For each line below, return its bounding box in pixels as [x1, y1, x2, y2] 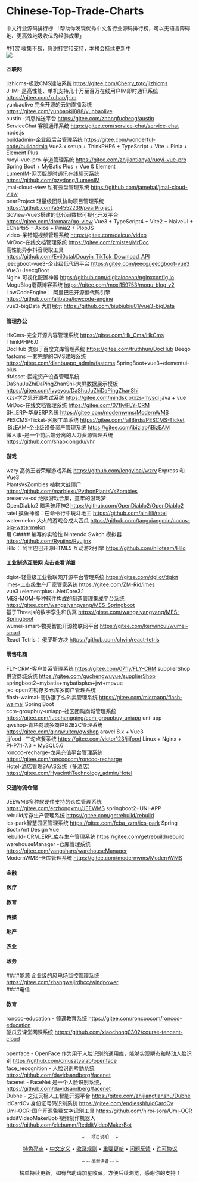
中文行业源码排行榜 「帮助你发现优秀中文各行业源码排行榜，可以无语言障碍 [6, 24, 191, 32]
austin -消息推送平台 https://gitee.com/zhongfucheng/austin [6, 115, 154, 122]
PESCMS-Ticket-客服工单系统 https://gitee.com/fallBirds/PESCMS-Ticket [6, 416, 185, 424]
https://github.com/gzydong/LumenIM [6, 177, 100, 184]
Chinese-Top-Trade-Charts [6, 4, 144, 18]
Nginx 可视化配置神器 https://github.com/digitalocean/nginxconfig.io [6, 274, 175, 281]
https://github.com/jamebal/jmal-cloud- [90, 183, 188, 191]
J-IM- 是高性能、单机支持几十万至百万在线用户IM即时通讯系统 [6, 88, 158, 95]
